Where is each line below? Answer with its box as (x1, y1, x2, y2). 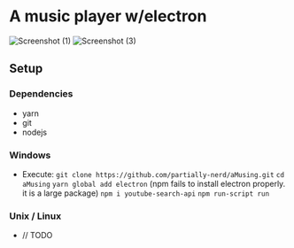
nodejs (21, 127, 47, 137)
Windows (9, 149, 51, 161)
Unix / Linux (9, 210, 62, 222)
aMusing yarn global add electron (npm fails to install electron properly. (21, 178, 286, 189)
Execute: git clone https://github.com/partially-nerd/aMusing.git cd (21, 168, 285, 179)
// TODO (21, 230, 53, 241)
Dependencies (9, 88, 73, 100)
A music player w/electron (9, 6, 207, 27)
